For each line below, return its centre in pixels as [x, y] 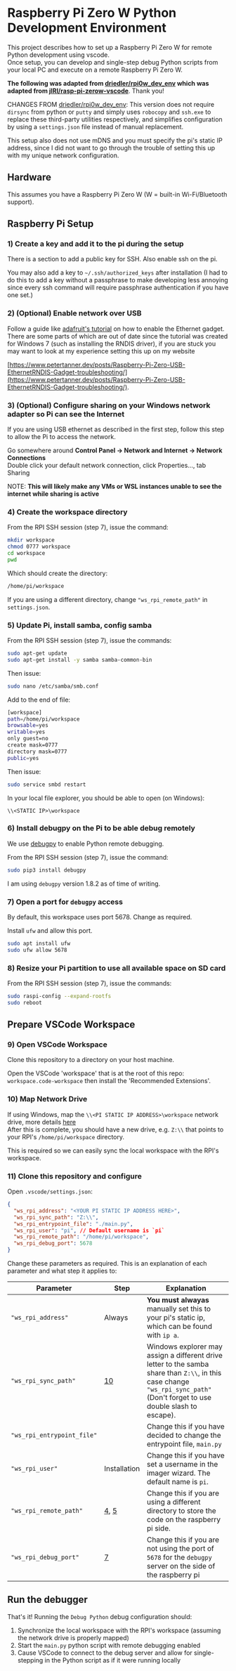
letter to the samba [178, 1364]
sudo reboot [25, 1002]
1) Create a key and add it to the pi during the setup [96, 244]
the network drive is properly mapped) [73, 1637]
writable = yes [26, 732]
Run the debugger [47, 1600]
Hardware [29, 177]
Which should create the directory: [58, 573]
